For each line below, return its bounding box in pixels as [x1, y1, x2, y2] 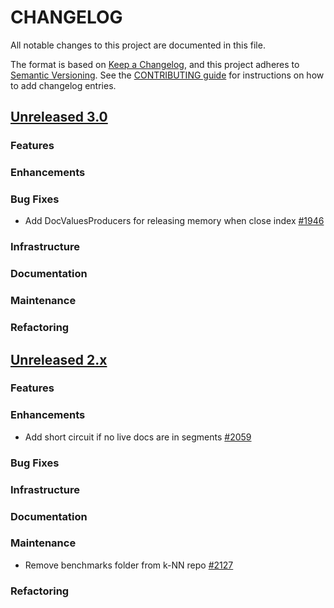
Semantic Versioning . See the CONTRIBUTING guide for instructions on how [10, 69, 325, 81]
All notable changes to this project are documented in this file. [10, 39, 266, 51]
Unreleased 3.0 [10, 109, 108, 126]
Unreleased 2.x [10, 351, 108, 368]
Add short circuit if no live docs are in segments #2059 [24, 431, 252, 443]
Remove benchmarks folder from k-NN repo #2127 [24, 559, 234, 571]
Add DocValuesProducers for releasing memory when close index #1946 [24, 215, 325, 227]
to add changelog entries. [10, 79, 117, 91]
